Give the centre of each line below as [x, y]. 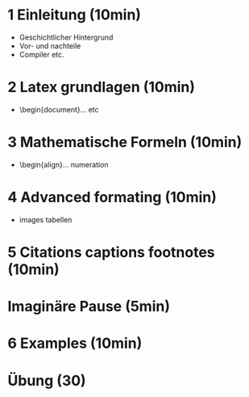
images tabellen [46, 219]
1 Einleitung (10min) [75, 15]
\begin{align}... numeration [64, 164]
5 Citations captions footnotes [111, 252]
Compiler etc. [42, 54]
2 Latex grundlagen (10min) [101, 87]
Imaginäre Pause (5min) [89, 307]
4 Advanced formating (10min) [112, 197]
